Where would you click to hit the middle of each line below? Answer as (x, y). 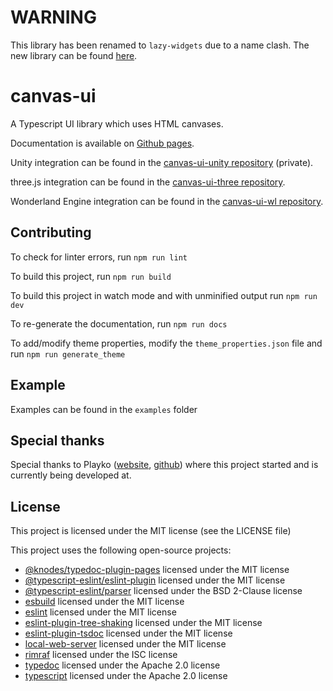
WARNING (53, 17)
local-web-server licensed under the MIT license (125, 644)
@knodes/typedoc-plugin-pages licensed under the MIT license (157, 570)
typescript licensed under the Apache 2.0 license (126, 676)
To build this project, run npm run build (91, 276)
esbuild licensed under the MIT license (104, 602)
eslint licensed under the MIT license (100, 612)
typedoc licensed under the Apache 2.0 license (122, 665)
